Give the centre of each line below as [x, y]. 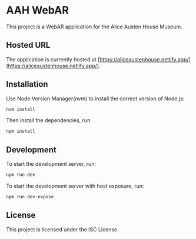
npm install [21, 131]
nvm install [21, 109]
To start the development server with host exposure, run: [75, 186]
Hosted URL [28, 45]
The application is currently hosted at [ [53, 59]
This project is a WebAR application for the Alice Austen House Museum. [94, 27]
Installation [27, 84]
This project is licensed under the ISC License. [62, 229]
